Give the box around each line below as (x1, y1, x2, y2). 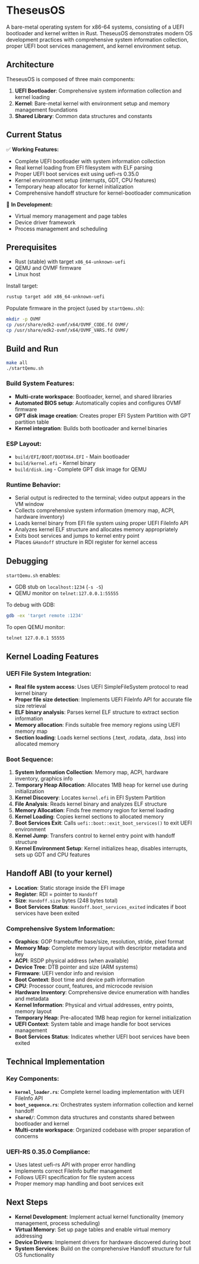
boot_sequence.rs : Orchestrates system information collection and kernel (14, 1100, 194, 1108)
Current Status (6, 130, 62, 140)
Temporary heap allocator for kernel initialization (14, 183, 134, 190)
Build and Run (6, 344, 58, 354)
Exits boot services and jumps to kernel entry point (14, 532, 140, 539)
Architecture (6, 60, 55, 70)
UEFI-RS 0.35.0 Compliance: (6, 1147, 90, 1155)
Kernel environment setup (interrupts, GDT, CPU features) (14, 177, 156, 184)
